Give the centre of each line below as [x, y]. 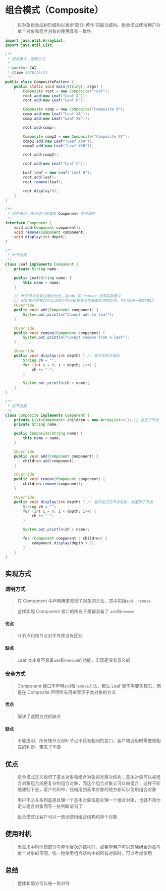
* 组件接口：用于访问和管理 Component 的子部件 [51, 214]
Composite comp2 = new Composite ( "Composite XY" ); [76, 136]
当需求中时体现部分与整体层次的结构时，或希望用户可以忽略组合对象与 [89, 847]
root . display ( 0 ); [41, 191]
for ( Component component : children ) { [65, 538]
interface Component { [28, 223]
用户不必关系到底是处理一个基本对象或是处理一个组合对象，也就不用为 [89, 800]
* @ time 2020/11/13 [28, 73]
